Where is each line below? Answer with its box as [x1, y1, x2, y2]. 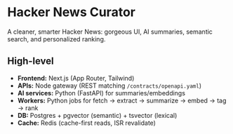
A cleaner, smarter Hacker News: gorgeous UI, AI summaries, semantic [7, 27, 213, 36]
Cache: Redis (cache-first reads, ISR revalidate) [17, 119, 157, 127]
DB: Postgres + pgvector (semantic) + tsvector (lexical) [17, 111, 178, 119]
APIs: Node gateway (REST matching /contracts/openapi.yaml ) [17, 81, 202, 90]
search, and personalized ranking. [7, 34, 106, 43]
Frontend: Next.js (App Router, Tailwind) [17, 74, 135, 82]
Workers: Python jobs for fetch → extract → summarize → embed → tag [17, 96, 227, 105]
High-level [7, 55, 54, 67]
